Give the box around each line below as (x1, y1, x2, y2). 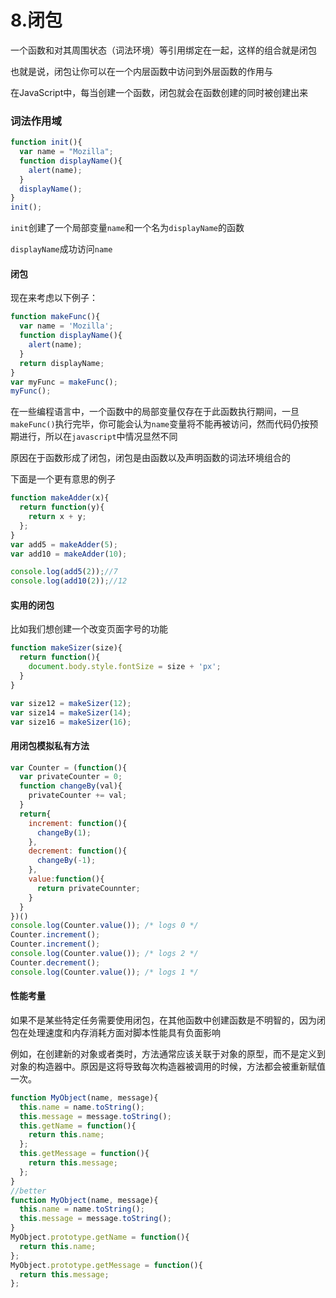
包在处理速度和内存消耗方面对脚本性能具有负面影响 (10, 1026, 221, 1038)
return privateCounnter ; (36, 883, 141, 893)
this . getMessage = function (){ (19, 1149, 150, 1159)
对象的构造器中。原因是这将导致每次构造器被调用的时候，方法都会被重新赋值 (10, 1060, 326, 1072)
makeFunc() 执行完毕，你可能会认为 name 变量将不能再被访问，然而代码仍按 (10, 418, 310, 430)
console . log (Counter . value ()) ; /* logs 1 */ (10, 967, 199, 977)
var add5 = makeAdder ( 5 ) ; (10, 539, 118, 550)
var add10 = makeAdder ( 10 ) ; (10, 549, 128, 559)
